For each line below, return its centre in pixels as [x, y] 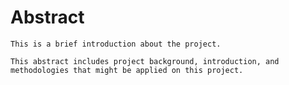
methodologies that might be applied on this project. [127, 70]
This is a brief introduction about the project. [116, 44]
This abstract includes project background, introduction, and [145, 61]
